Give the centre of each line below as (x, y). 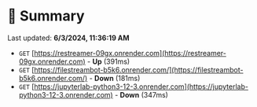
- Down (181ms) (115, 78)
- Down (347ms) (141, 94)
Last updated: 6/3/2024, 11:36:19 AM (69, 38)
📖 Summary (46, 16)
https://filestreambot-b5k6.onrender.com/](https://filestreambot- (139, 69)
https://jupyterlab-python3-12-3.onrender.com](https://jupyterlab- (141, 87)
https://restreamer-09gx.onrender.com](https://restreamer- (130, 53)
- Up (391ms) (108, 61)
